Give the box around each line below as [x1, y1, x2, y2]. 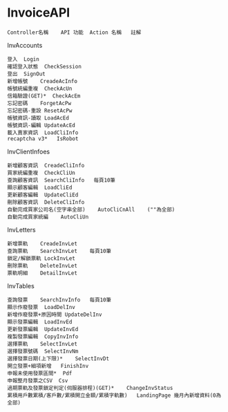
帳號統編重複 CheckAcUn [7, 85, 73, 92]
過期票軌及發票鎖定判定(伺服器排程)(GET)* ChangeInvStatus [7, 384, 173, 391]
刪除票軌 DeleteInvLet [7, 262, 78, 269]
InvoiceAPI [7, 5, 70, 21]
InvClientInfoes [7, 147, 50, 156]
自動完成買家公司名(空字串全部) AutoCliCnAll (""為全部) [7, 206, 175, 213]
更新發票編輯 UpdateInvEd [7, 326, 79, 333]
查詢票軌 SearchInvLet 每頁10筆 [7, 247, 112, 254]
